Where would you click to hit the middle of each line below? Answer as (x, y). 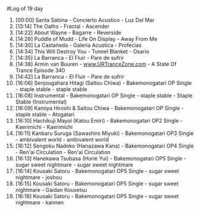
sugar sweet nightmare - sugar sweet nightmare (74, 165)
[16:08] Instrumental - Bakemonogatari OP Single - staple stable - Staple (104, 95)
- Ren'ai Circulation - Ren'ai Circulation (63, 152)
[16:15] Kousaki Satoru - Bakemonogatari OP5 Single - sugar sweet (97, 184)
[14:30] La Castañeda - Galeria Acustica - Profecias (78, 45)
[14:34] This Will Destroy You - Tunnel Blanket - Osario (82, 52)
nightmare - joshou (39, 177)
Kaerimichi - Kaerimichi (44, 127)
